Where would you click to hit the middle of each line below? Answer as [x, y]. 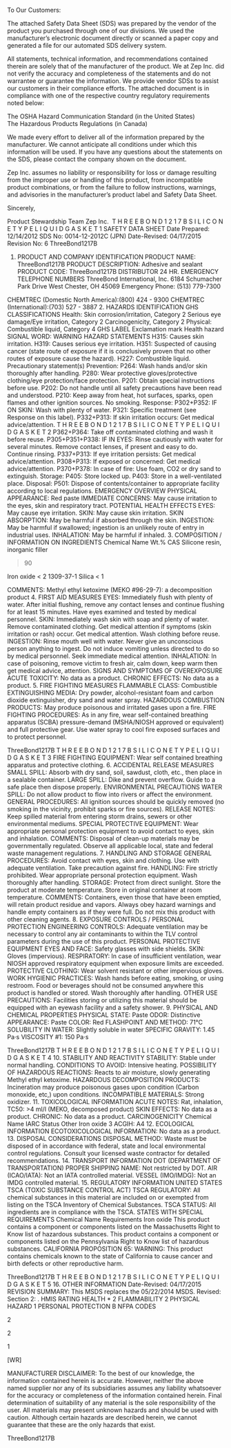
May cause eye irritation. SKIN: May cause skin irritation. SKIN [96, 513]
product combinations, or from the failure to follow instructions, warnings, [112, 187]
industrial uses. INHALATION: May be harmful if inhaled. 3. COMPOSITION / [114, 535]
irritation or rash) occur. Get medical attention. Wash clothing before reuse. [114, 634]
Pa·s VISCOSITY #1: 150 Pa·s [48, 1037]
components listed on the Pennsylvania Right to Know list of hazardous [108, 1241]
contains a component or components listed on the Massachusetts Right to [114, 1227]
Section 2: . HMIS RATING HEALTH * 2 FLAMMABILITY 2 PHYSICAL [103, 1299]
